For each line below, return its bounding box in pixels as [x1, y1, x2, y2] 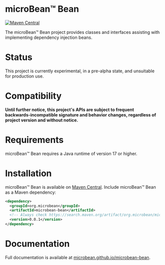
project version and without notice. [5, 117, 79, 123]
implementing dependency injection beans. [5, 34, 92, 40]
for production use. [5, 73, 44, 79]
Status [5, 52, 33, 63]
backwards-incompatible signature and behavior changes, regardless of [5, 112, 156, 118]
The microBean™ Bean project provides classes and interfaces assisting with [5, 29, 160, 35]
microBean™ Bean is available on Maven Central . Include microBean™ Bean [5, 184, 156, 190]
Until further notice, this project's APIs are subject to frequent [5, 107, 134, 113]
